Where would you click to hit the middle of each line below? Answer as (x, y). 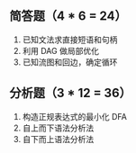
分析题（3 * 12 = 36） (71, 93)
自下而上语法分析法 (58, 139)
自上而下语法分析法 (58, 128)
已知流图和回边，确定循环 (70, 62)
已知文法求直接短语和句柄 (70, 40)
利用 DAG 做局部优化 (60, 50)
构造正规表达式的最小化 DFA (75, 116)
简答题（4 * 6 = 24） (68, 16)
